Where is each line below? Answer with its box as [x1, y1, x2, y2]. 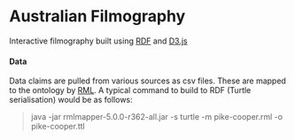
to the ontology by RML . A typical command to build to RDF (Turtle [9, 85, 252, 96]
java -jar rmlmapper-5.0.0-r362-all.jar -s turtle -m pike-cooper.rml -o [30, 112, 283, 122]
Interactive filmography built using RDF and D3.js [9, 35, 188, 46]
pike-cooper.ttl [30, 121, 86, 132]
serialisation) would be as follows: [9, 95, 133, 105]
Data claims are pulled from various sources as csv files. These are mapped [9, 75, 286, 86]
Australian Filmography [9, 6, 186, 27]
